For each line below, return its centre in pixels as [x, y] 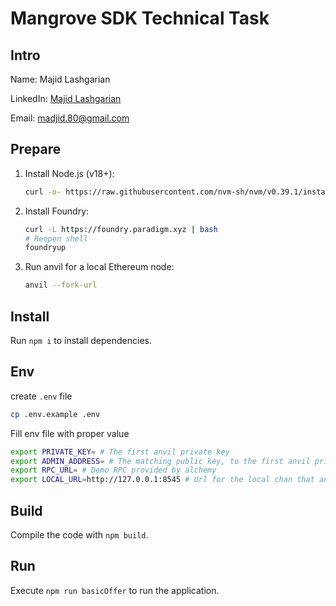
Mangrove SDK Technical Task [140, 18]
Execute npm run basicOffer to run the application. [115, 590]
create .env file [41, 396]
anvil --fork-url [61, 285]
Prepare [36, 149]
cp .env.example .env [55, 414]
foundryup [45, 248]
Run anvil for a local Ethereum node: [99, 267]
